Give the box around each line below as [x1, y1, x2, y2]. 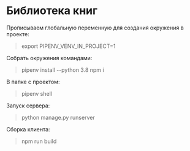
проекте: [6, 30, 29, 37]
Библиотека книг [6, 4, 98, 18]
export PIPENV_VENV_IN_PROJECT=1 [21, 42, 116, 50]
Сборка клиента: [6, 125, 50, 133]
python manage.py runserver [21, 114, 95, 121]
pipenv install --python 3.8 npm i [21, 66, 104, 74]
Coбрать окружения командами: [6, 54, 93, 61]
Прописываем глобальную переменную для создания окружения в [6, 24, 184, 31]
